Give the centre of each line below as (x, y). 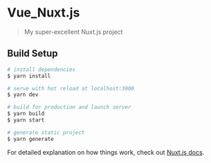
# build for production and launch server (69, 107)
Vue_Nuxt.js (44, 13)
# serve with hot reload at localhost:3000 (71, 88)
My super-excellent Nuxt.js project (73, 32)
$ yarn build (26, 114)
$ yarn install (29, 76)
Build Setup (33, 54)
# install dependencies (42, 69)
